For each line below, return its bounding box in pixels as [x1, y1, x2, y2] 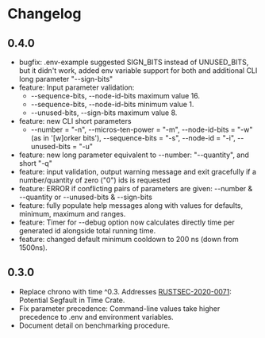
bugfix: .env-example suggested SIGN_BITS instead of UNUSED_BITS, [18, 57, 249, 67]
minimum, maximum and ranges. [18, 209, 126, 218]
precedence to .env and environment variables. [18, 312, 174, 321]
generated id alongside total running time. [18, 226, 156, 235]
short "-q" [18, 159, 52, 167]
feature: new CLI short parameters [18, 117, 132, 125]
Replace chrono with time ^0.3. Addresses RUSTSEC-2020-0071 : [18, 286, 232, 296]
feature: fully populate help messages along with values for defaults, [18, 201, 244, 210]
